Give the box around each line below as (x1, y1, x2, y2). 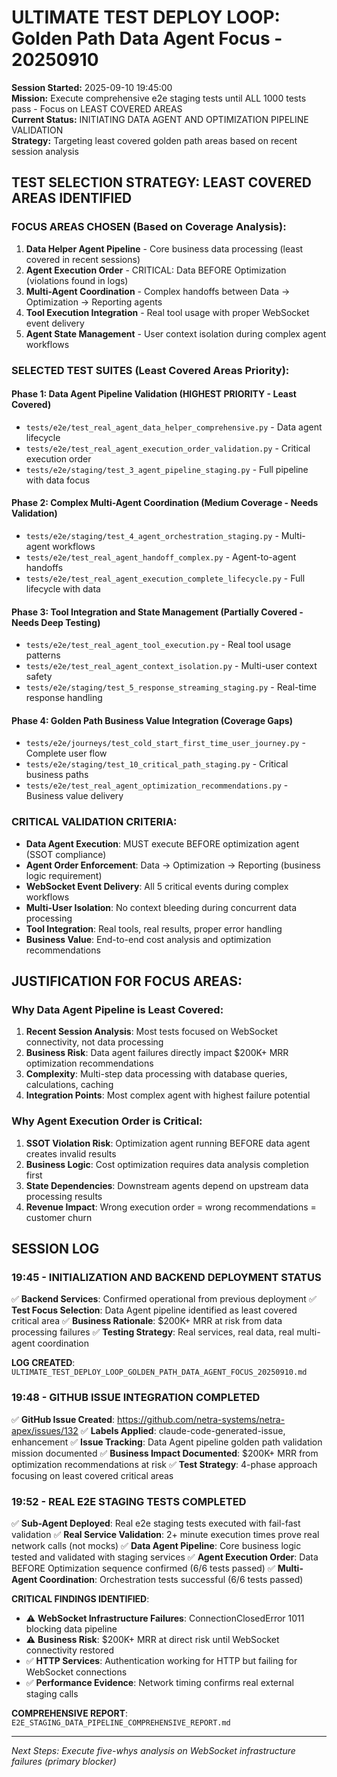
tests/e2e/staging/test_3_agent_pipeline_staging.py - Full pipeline (25, 463, 309, 475)
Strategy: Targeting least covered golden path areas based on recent (11, 134, 298, 146)
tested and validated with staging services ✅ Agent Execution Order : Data (11, 1551, 319, 1563)
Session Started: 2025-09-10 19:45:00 (11, 81, 173, 93)
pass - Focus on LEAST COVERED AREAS (11, 102, 183, 115)
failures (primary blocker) (11, 1755, 117, 1767)
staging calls (25, 1687, 79, 1700)
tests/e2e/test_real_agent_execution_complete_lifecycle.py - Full (25, 572, 306, 584)
